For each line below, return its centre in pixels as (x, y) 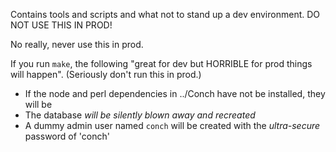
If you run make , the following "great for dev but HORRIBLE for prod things (161, 63)
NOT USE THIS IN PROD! (61, 25)
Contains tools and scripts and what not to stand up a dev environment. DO (165, 14)
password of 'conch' (67, 136)
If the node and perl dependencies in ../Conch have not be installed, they (175, 93)
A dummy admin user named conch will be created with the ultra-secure (172, 125)
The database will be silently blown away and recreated (140, 115)
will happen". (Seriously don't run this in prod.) (106, 74)
